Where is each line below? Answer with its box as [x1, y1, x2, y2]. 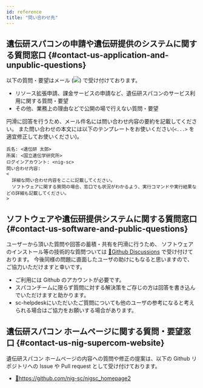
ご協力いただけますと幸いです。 [6, 263, 86, 271]
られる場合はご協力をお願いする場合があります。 [15, 307, 138, 314]
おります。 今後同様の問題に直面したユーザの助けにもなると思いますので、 [6, 256, 193, 263]
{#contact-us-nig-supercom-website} [16, 338, 165, 348]
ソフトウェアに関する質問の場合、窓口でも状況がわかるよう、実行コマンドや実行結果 [12, 184, 192, 190]
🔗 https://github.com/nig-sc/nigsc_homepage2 [15, 375, 131, 382]
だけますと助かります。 [31, 291, 90, 299]
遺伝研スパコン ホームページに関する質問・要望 [6, 326, 183, 336]
